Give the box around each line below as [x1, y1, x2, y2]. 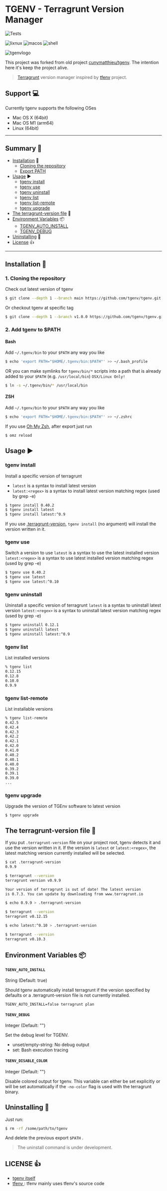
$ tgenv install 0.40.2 [5, 503, 55, 508]
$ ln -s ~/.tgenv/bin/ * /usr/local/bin [5, 383, 88, 388]
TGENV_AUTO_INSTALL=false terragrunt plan [5, 1002, 94, 1007]
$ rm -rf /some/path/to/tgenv [5, 1126, 68, 1131]
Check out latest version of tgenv [5, 286, 74, 292]
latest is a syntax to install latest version [12, 482, 96, 488]
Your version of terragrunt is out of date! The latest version [5, 887, 141, 892]
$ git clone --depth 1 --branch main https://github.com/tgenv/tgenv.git [5, 296, 162, 301]
